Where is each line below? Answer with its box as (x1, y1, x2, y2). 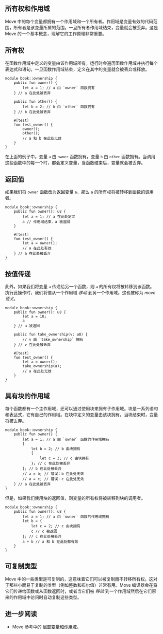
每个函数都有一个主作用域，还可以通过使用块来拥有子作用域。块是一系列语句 (5, 406, 158, 411)
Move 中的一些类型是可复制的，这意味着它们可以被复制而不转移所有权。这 (5, 576, 154, 582)
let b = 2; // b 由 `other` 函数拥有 (22, 104, 95, 109)
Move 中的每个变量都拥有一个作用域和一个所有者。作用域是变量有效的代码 (5, 19, 154, 24)
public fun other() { (14, 99, 57, 104)
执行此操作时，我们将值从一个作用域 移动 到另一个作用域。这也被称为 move (5, 290, 156, 296)
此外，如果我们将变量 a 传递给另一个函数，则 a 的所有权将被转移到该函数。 (5, 284, 155, 290)
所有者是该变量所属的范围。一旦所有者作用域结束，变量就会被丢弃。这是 (13, 24, 158, 30)
